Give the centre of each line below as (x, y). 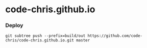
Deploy (14, 26)
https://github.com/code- (115, 36)
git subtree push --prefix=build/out (45, 36)
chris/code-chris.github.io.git (40, 40)
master (83, 40)
